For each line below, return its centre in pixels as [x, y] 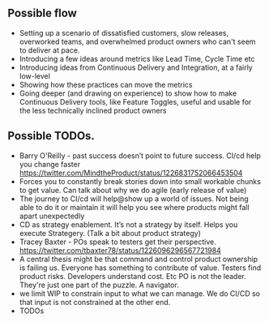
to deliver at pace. [49, 50]
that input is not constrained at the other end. [95, 302]
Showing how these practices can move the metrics [106, 84]
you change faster [50, 164]
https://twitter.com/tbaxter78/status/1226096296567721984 [120, 250]
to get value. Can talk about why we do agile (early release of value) [133, 190]
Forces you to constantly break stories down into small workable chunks [140, 181]
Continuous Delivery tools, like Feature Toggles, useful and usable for [135, 101]
